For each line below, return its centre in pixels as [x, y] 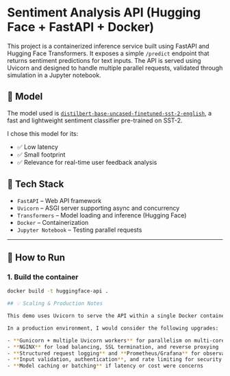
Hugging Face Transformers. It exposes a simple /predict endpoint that [108, 53]
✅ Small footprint [41, 155]
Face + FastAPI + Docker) [81, 27]
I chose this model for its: [43, 133]
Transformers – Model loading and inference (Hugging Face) [102, 215]
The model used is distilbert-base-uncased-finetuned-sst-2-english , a [110, 113]
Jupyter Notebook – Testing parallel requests [79, 230]
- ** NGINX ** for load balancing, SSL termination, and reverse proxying [113, 347]
